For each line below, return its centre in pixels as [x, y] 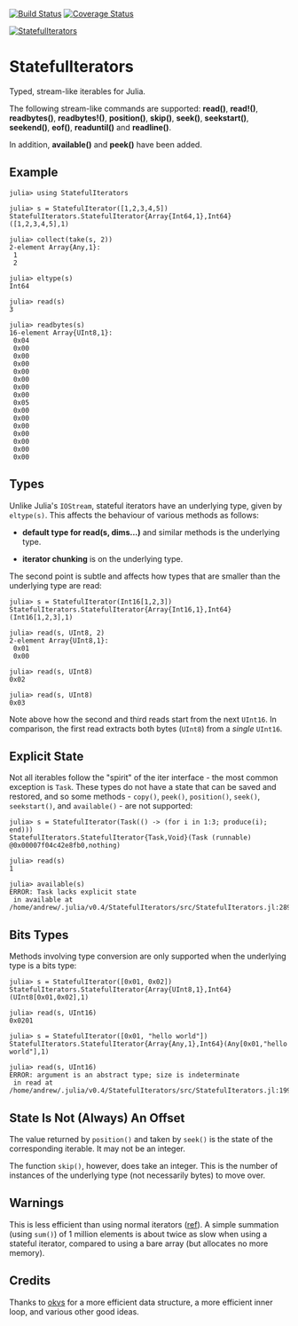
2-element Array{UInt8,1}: [59, 640]
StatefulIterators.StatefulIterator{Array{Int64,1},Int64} [121, 216]
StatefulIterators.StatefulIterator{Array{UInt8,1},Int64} [121, 990]
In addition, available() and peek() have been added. [106, 144]
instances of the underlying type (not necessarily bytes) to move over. [137, 1175]
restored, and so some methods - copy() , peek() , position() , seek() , [135, 797]
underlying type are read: [55, 585]
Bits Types [39, 935]
